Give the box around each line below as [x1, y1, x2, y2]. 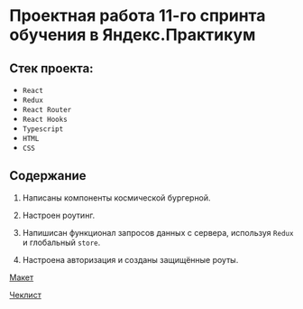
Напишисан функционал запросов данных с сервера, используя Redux [22, 227, 294, 238]
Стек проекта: [9, 61, 94, 76]
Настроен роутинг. [22, 210, 96, 220]
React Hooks [22, 115, 68, 124]
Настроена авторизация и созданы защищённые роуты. [22, 254, 239, 265]
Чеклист [9, 289, 42, 300]
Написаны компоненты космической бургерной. [22, 192, 211, 203]
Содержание [9, 168, 87, 183]
